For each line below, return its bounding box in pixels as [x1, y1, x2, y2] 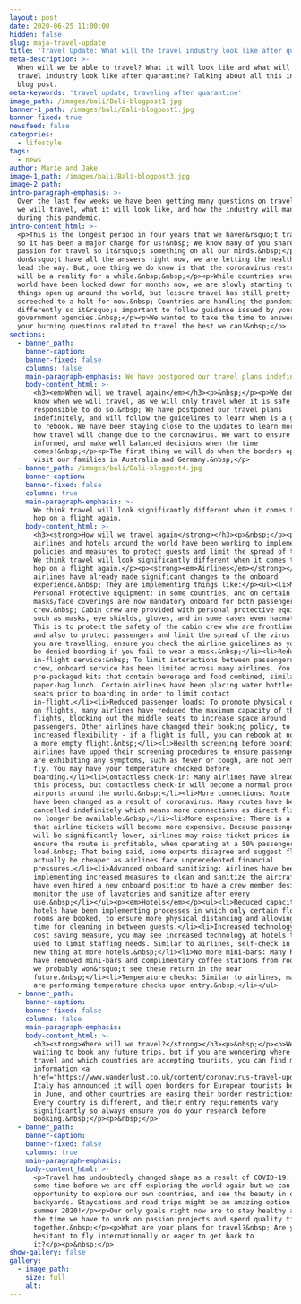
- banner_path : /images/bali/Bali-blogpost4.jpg [17, 464, 202, 473]
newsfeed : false [9, 122, 70, 131]
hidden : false [9, 30, 63, 39]
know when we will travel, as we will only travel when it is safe [32, 397, 291, 407]
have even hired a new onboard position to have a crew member [32, 880, 275, 889]
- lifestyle [17, 138, 63, 147]
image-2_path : [9, 180, 63, 189]
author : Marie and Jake [9, 163, 99, 172]
